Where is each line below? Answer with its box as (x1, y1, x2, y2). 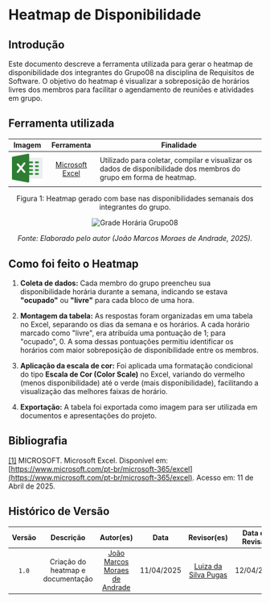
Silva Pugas (188, 570, 227, 580)
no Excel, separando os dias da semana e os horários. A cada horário (19, 320, 251, 330)
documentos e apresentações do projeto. (19, 411, 157, 421)
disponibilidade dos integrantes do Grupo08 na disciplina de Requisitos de (8, 68, 255, 77)
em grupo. (8, 94, 43, 102)
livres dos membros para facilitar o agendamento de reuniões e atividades (8, 85, 255, 94)
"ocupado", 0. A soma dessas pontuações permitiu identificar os (19, 337, 234, 347)
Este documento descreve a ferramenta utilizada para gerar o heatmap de (8, 59, 253, 69)
